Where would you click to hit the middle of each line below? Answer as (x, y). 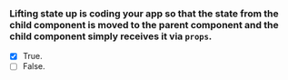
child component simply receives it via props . (111, 36)
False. (34, 66)
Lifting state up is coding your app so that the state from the (144, 14)
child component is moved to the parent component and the (144, 25)
